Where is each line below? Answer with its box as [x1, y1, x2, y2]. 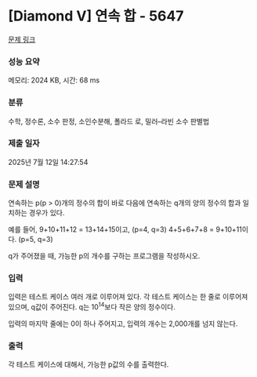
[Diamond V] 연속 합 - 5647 [8, 7, 184, 25]
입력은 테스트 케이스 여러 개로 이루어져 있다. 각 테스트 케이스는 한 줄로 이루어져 [8, 292, 248, 302]
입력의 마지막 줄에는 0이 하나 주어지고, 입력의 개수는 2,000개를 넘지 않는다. [8, 319, 238, 328]
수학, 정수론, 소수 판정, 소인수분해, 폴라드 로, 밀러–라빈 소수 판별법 [8, 116, 210, 126]
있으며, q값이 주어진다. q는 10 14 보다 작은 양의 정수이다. [8, 301, 176, 312]
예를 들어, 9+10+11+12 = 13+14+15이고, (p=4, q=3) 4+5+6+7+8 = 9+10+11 [8, 225, 243, 234]
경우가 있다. [28, 208, 65, 218]
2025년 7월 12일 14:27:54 [8, 157, 89, 167]
